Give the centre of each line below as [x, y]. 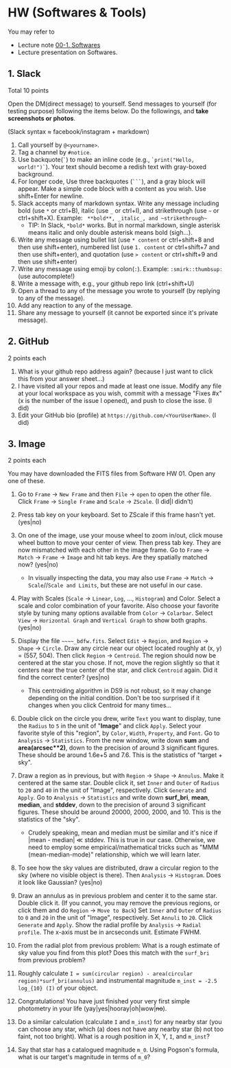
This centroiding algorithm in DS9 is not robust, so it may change [120, 690]
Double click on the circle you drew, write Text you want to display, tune [119, 719]
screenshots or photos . [42, 118]
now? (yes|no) [38, 565]
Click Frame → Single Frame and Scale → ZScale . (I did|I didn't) [106, 502]
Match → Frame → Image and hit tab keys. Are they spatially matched [112, 557]
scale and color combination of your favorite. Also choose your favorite [118, 606]
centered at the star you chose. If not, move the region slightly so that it [119, 663]
